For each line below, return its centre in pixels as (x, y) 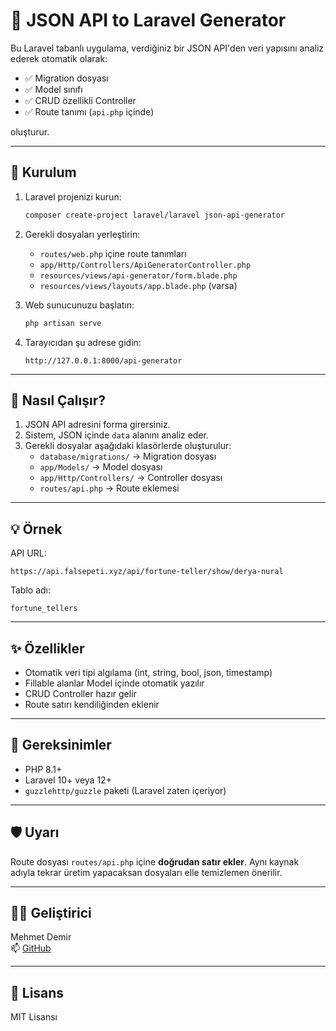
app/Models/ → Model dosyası (101, 467)
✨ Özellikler (47, 648)
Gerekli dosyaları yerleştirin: (82, 234)
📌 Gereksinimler (61, 745)
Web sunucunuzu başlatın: (79, 305)
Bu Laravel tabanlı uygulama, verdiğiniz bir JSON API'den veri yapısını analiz (167, 48)
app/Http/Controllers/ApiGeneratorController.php (145, 265)
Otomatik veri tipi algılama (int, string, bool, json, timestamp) (148, 672)
